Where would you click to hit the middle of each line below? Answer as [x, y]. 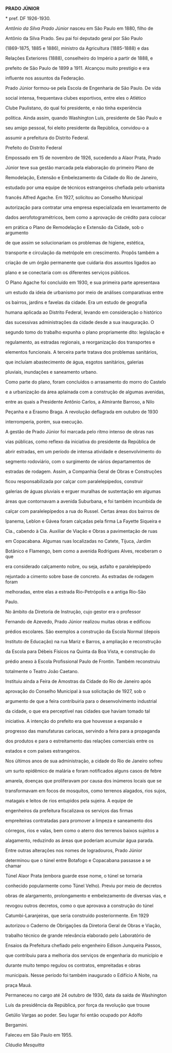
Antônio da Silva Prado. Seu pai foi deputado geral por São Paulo [74, 38]
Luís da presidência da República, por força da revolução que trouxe [78, 1005]
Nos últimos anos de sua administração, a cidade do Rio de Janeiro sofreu [84, 761]
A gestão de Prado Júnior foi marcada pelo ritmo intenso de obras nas [80, 432]
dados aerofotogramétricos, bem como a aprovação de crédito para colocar [86, 217]
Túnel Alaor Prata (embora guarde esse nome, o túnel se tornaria [74, 876]
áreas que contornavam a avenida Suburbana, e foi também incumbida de [84, 501]
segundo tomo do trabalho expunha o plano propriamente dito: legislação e [85, 332]
